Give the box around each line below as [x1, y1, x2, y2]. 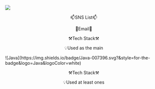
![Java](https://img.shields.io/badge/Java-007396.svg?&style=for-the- [5, 55, 151, 61]
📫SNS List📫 [70, 14, 97, 20]
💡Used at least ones [63, 79, 105, 85]
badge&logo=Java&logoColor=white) [5, 60, 81, 66]
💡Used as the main [64, 45, 104, 51]
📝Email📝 [75, 26, 92, 32]
